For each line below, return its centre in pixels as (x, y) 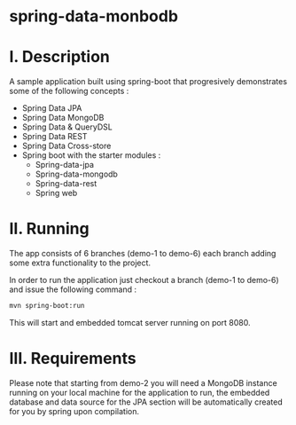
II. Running (50, 229)
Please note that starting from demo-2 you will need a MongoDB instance (143, 382)
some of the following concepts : (69, 91)
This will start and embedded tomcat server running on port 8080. (130, 322)
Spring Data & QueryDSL (67, 127)
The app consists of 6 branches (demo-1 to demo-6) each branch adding (143, 254)
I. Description (60, 57)
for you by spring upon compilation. (74, 411)
